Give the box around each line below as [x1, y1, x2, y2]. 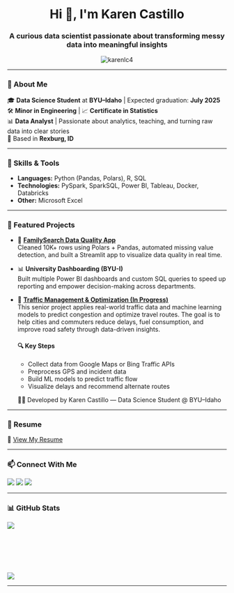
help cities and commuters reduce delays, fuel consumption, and [17, 318, 204, 326]
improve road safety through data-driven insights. [17, 325, 160, 334]
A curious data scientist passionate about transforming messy [9, 31, 225, 41]
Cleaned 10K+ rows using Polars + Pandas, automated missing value [17, 243, 214, 252]
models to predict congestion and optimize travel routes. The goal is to [17, 310, 221, 319]
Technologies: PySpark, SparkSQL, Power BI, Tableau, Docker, [17, 181, 199, 190]
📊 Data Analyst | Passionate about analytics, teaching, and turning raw [7, 116, 213, 125]
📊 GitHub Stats [7, 503, 61, 513]
